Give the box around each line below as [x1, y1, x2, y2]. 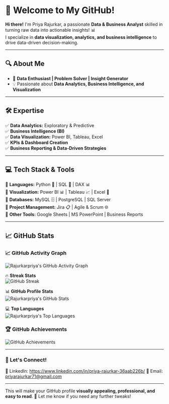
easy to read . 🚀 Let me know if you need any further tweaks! [5, 393, 131, 399]
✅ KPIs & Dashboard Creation [5, 139, 68, 145]
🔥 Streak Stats [5, 272, 36, 279]
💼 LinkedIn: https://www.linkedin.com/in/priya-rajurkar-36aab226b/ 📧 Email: [5, 368, 163, 374]
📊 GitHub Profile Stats [5, 288, 54, 295]
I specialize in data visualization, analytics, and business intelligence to [5, 34, 157, 40]
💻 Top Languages [5, 306, 44, 312]
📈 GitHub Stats [5, 232, 54, 240]
